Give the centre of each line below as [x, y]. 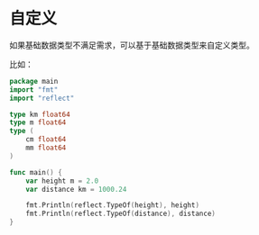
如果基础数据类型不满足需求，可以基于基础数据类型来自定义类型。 [132, 45]
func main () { [36, 172]
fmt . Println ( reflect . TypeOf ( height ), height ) [113, 205]
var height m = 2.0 [62, 181]
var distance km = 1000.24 [76, 189]
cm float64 [46, 140]
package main [34, 81]
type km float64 [40, 114]
